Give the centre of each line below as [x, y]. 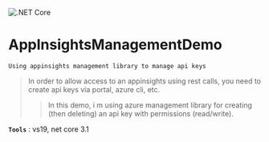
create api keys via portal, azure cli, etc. [94, 89]
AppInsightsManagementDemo [115, 45]
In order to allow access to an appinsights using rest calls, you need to [145, 81]
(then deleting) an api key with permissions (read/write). [141, 113]
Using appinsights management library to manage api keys [107, 66]
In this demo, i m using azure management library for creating [150, 105]
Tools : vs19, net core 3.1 [49, 129]
